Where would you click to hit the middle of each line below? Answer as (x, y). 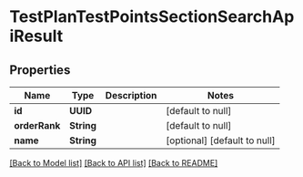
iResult (36, 36)
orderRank (37, 125)
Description (131, 95)
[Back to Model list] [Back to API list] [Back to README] (114, 163)
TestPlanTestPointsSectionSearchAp (152, 17)
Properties (40, 70)
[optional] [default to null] (221, 141)
